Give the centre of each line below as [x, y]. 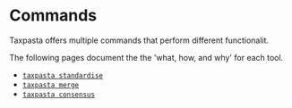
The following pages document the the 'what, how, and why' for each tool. [146, 57]
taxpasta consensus [59, 95]
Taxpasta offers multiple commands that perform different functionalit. [139, 40]
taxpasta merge [51, 85]
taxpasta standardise [62, 75]
